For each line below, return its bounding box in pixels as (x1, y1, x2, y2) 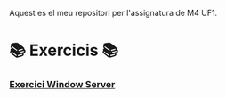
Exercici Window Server (9, 78, 116, 91)
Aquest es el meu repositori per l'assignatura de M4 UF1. (9, 8, 218, 18)
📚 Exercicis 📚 (9, 40, 119, 61)
